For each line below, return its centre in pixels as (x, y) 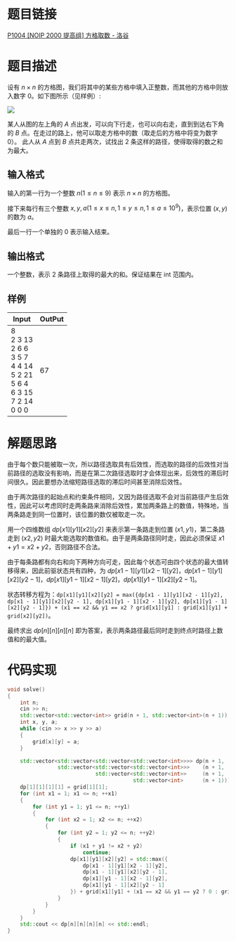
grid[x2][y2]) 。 (31, 615)
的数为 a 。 (22, 217)
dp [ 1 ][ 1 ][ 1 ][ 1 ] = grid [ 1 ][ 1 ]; (64, 787)
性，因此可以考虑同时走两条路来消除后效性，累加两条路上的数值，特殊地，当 (118, 505)
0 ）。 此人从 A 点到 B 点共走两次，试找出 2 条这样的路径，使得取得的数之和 (115, 141)
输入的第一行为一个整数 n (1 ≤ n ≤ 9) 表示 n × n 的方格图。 (91, 193)
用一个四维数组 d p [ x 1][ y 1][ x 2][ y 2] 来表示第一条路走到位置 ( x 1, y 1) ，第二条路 (116, 529)
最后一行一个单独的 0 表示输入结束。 (60, 232)
